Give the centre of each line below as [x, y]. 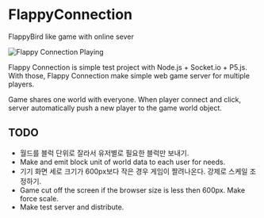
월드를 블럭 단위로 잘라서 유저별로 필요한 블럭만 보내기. [104, 153]
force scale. [39, 198]
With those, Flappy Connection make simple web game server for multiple [129, 75]
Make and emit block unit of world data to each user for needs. [122, 162]
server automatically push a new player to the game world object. [115, 108]
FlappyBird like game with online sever [71, 36]
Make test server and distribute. [72, 207]
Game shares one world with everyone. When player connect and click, [125, 99]
